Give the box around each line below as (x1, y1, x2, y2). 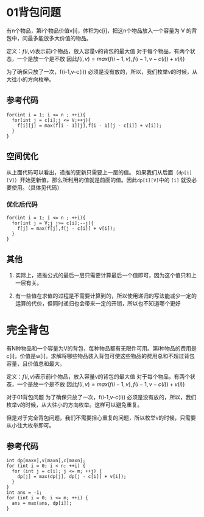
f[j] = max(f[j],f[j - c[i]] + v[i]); (17, 225, 116, 232)
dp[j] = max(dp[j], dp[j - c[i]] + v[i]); (17, 474, 127, 480)
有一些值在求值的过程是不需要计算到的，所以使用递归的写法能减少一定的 (15, 292, 197, 299)
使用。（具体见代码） (11, 184, 63, 191)
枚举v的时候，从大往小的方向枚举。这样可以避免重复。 (6, 401, 143, 408)
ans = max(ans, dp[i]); (12, 501, 72, 507)
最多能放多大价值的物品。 (27, 34, 92, 41)
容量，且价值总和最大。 (6, 360, 65, 367)
